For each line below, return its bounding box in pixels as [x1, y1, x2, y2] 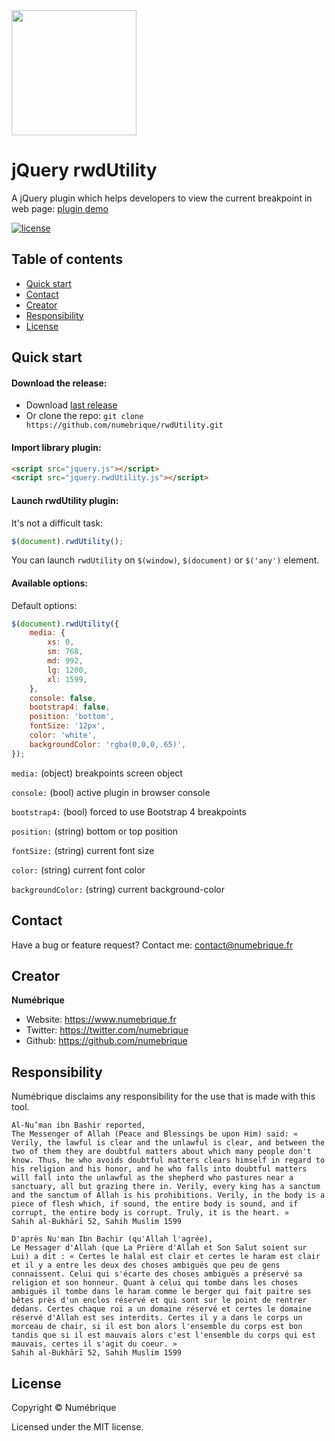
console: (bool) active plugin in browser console [11, 786, 211, 798]
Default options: [11, 599, 78, 611]
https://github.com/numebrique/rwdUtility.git [25, 420, 224, 431]
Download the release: [11, 377, 108, 389]
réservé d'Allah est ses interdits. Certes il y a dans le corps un [11, 1313, 303, 1323]
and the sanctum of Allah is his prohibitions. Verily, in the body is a [11, 1190, 326, 1201]
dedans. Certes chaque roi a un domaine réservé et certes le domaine [11, 1304, 312, 1314]
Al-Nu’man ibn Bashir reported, [11, 1120, 146, 1131]
